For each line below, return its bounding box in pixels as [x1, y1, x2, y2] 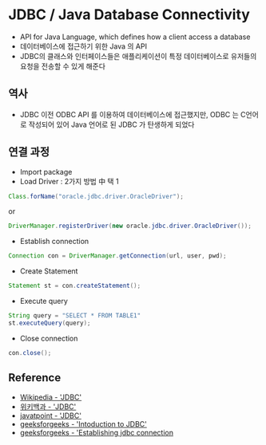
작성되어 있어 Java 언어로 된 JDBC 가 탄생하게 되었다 [28, 120, 195, 129]
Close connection [19, 333, 78, 343]
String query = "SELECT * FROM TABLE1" [8, 312, 141, 320]
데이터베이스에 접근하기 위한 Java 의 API [19, 41, 148, 51]
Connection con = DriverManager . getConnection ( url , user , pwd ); [8, 252, 227, 260]
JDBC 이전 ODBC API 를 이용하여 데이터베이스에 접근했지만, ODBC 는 [19, 109, 240, 119]
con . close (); [8, 349, 52, 356]
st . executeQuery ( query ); [8, 319, 91, 327]
